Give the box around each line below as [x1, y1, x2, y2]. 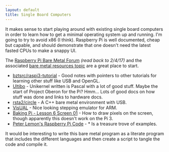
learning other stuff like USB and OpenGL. [12, 78, 100, 84]
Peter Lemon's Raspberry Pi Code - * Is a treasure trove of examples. [12, 121, 157, 127]
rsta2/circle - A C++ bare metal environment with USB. [12, 99, 127, 105]
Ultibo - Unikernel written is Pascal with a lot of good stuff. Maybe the [12, 83, 158, 89]
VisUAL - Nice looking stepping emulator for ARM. [12, 105, 117, 111]
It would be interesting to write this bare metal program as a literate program [5, 130, 164, 136]
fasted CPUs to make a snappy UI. [5, 47, 77, 54]
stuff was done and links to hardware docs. [12, 94, 103, 100]
